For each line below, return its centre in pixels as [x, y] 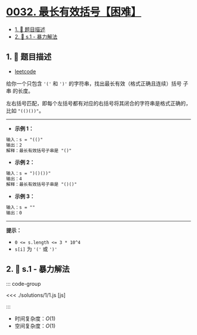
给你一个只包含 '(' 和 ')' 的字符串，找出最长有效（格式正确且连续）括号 [94, 83]
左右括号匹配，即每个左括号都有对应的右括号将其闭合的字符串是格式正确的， [98, 103]
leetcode [25, 71]
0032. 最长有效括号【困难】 [74, 12]
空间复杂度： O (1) [35, 326]
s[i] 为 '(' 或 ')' [36, 249]
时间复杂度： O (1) [35, 318]
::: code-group [23, 283]
